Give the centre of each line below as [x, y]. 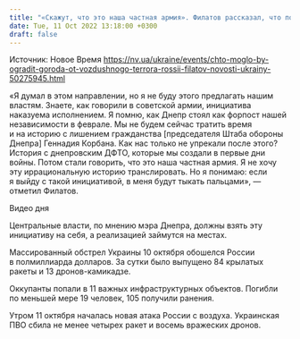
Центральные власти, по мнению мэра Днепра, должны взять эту [136, 225]
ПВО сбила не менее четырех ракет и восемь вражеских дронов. [135, 325]
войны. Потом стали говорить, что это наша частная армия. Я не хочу [143, 163]
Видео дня [29, 208]
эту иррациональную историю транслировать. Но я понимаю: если [138, 172]
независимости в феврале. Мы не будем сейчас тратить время [131, 124]
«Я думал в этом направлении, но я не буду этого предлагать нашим [142, 96]
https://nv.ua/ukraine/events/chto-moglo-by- [186, 60]
